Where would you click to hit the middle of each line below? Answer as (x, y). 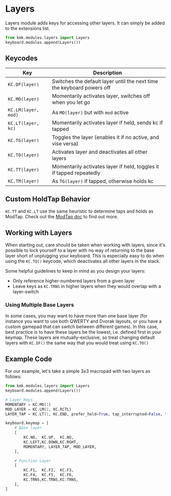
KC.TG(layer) (24, 140)
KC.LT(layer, (24, 123)
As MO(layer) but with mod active (90, 112)
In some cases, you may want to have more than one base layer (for (76, 316)
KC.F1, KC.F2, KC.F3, (49, 470)
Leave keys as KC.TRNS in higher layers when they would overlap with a (87, 286)
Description (108, 73)
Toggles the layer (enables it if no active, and (105, 137)
